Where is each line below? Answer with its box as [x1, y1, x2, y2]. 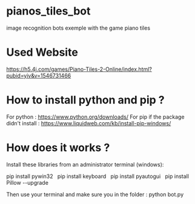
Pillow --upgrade [6, 179, 48, 186]
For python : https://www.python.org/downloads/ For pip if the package [6, 113, 185, 120]
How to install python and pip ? [6, 93, 165, 107]
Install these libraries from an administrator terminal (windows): [6, 160, 164, 168]
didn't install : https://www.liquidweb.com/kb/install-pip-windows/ [6, 119, 171, 127]
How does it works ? [6, 141, 110, 154]
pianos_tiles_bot [6, 4, 91, 18]
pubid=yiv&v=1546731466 [6, 71, 71, 79]
